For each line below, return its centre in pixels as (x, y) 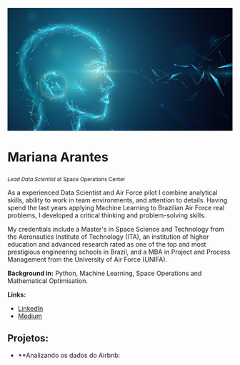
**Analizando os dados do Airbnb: (69, 355)
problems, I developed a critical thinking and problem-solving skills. (107, 215)
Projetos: (28, 338)
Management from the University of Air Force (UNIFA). (87, 259)
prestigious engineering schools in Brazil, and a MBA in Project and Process (119, 252)
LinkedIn (30, 308)
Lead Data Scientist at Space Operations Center (66, 179)
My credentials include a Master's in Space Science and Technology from (116, 229)
